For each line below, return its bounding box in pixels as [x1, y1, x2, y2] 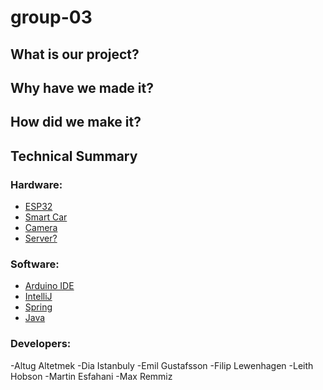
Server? [24, 232, 58, 245]
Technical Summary [10, 147, 138, 165]
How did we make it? [10, 114, 142, 131]
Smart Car [24, 211, 68, 223]
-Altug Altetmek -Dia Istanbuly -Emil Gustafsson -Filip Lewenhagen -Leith [10, 359, 314, 371]
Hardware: [10, 177, 63, 191]
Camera [24, 222, 58, 234]
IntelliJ [24, 291, 53, 303]
